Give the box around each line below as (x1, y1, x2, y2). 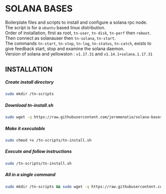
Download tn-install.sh (5, 102, 53, 108)
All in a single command (5, 172, 56, 178)
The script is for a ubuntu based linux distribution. (5, 24, 106, 30)
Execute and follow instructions (5, 148, 72, 154)
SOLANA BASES (5, 3, 73, 14)
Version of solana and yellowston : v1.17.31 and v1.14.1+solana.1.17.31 (5, 50, 153, 57)
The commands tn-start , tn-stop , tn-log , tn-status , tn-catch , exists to (5, 40, 152, 46)
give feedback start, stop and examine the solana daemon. (5, 46, 124, 51)
